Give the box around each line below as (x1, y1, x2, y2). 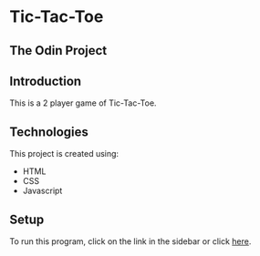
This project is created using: (9, 148, 120, 159)
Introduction (9, 73, 82, 88)
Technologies (9, 124, 89, 139)
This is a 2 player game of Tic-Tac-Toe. (9, 97, 157, 108)
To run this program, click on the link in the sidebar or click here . (9, 236, 252, 247)
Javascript (22, 185, 63, 197)
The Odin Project (9, 43, 108, 58)
